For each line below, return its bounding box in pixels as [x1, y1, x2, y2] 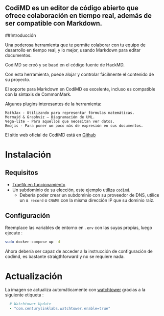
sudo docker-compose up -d [5, 239, 60, 244]
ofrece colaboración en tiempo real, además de [5, 12, 152, 20]
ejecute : [5, 230, 23, 235]
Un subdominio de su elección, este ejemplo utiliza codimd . [12, 187, 131, 193]
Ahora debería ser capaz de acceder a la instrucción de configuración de [5, 248, 153, 254]
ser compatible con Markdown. [5, 19, 103, 28]
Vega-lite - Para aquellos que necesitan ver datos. [5, 119, 115, 124]
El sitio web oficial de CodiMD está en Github [5, 132, 96, 138]
